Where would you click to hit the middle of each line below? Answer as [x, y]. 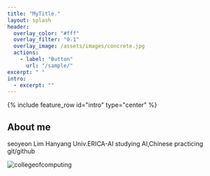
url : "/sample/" [49, 66]
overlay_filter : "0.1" [46, 40]
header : [18, 27]
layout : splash [29, 20]
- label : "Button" [46, 59]
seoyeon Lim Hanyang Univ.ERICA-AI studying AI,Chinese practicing [105, 144]
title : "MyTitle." [34, 14]
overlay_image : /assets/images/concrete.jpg [79, 46]
